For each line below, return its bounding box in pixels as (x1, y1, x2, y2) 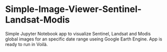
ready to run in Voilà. (5, 41, 48, 47)
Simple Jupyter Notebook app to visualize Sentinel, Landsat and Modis (5, 30, 151, 36)
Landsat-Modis (5, 14, 70, 25)
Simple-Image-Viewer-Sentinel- (5, 3, 141, 15)
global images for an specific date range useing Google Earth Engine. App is (5, 36, 162, 42)
